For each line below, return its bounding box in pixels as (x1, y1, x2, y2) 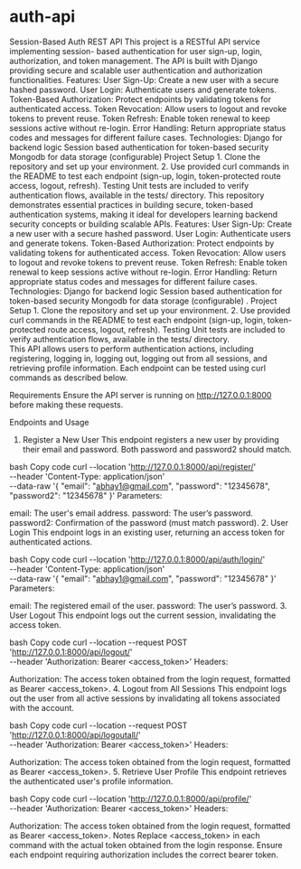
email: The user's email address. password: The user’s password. (9, 508, 253, 519)
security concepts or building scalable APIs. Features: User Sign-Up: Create (9, 219, 292, 229)
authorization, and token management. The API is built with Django (9, 55, 258, 66)
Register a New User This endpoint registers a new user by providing (22, 434, 280, 444)
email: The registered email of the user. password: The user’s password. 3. (9, 600, 287, 611)
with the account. (9, 702, 75, 713)
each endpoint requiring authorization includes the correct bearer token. (9, 849, 278, 860)
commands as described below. (9, 372, 128, 383)
